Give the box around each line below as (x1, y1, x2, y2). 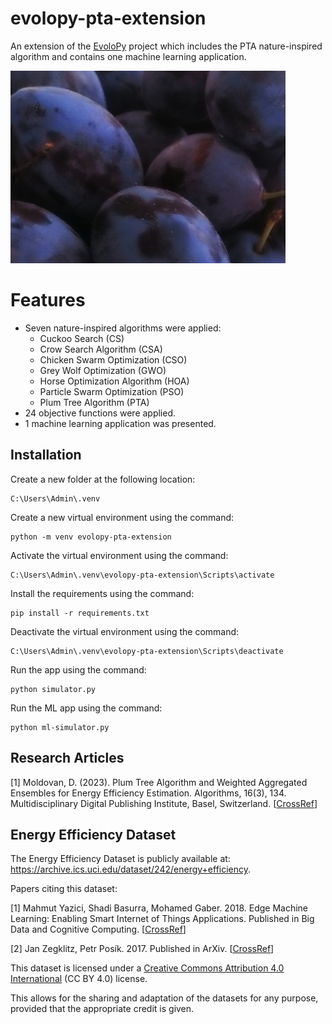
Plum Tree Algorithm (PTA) (39, 396, 150, 408)
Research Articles (10, 750, 125, 767)
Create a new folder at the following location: (10, 473, 196, 485)
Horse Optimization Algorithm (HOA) (39, 375, 190, 387)
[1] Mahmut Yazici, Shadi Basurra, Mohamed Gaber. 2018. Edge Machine (10, 902, 309, 914)
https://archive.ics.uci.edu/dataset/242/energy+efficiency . (10, 863, 252, 876)
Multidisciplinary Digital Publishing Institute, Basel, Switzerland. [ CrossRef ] (10, 797, 318, 809)
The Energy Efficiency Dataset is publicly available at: (10, 853, 231, 865)
